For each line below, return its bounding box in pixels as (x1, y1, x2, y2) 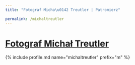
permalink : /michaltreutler (5, 16, 64, 21)
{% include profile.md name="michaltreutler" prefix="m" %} (5, 54, 130, 60)
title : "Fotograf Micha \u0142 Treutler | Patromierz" (5, 7, 121, 12)
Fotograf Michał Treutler (5, 38, 109, 49)
